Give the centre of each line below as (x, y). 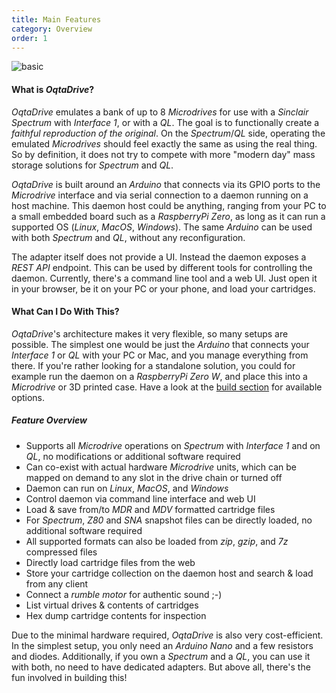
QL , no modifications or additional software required (133, 456)
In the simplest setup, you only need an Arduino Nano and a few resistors (162, 645)
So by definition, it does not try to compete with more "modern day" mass (163, 154)
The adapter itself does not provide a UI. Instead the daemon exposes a (159, 257)
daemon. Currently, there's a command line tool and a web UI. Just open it (164, 278)
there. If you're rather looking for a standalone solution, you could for (153, 365)
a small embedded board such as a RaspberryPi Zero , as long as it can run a (168, 216)
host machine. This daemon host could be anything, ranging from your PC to (169, 205)
